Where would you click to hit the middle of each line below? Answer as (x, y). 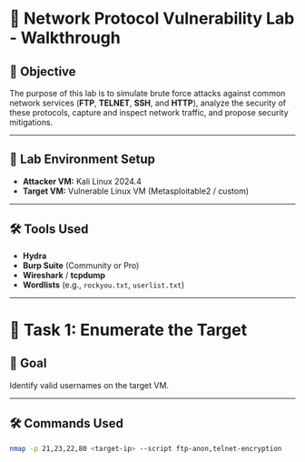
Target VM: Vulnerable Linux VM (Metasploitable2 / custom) (136, 191)
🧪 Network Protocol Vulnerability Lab (152, 19)
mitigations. (31, 122)
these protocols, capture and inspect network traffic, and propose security (149, 112)
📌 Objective (43, 71)
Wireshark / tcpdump (64, 275)
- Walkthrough (65, 38)
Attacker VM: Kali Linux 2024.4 (82, 181)
